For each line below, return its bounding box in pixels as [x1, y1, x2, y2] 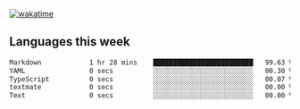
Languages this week [9, 34, 131, 49]
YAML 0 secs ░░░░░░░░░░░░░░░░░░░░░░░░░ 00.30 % [9, 66, 294, 75]
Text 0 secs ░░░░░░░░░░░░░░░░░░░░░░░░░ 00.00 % [9, 91, 294, 100]
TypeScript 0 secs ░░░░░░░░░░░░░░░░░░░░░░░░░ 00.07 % [9, 74, 294, 84]
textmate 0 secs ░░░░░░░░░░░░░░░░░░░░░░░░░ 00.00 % [9, 83, 294, 92]
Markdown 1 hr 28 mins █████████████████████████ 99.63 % [9, 58, 294, 67]
